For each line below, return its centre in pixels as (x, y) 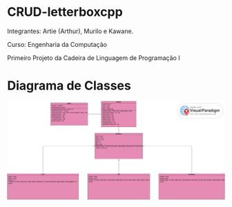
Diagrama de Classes (69, 86)
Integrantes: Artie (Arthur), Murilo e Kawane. (70, 31)
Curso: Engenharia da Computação (57, 44)
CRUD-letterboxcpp (65, 12)
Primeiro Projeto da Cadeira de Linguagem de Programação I (94, 58)
